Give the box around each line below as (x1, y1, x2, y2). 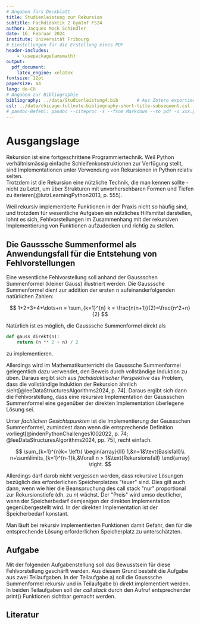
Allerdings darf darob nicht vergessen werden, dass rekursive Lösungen (6, 472, 183, 479)
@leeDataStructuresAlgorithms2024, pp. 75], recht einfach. (6, 436, 152, 444)
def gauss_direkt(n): (6, 334, 60, 340)
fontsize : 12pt (6, 75, 44, 81)
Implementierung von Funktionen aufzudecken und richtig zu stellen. (6, 222, 175, 229)
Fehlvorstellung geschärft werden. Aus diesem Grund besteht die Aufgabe (6, 567, 189, 575)
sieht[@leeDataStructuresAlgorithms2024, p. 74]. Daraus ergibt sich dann (6, 386, 187, 394)
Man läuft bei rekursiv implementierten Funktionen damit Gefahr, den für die (6, 522, 192, 529)
